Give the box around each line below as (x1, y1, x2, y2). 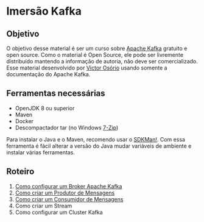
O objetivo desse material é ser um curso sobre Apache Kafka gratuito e (6, 45, 188, 52)
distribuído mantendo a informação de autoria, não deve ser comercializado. (6, 58, 198, 65)
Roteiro (6, 167, 35, 177)
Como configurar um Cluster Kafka (15, 209, 104, 216)
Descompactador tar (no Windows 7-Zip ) (15, 124, 119, 131)
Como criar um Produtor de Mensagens (15, 189, 115, 196)
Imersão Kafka (6, 4, 82, 18)
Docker (15, 117, 34, 124)
